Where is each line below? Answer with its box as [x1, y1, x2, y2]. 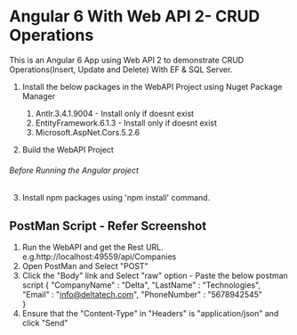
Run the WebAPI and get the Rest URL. [21, 241, 165, 252]
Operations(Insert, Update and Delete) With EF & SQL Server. [9, 64, 233, 75]
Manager [21, 91, 56, 102]
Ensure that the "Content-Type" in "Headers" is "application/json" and [21, 307, 279, 318]
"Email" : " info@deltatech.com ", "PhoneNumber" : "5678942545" [21, 289, 263, 299]
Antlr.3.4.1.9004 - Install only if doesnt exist [35, 108, 194, 118]
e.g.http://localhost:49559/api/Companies [21, 251, 177, 262]
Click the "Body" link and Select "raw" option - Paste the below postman [21, 270, 289, 281]
